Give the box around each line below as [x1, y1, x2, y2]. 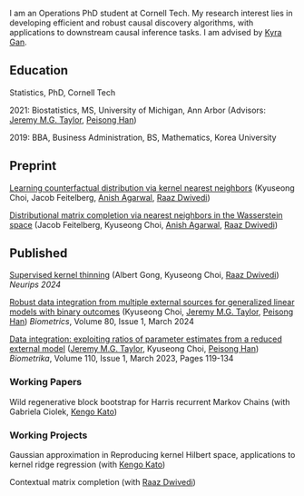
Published [9, 245, 68, 262]
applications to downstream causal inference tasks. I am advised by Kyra [9, 27, 282, 37]
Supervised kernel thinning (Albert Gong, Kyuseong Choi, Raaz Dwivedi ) [9, 270, 279, 281]
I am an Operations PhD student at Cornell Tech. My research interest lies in [9, 8, 293, 18]
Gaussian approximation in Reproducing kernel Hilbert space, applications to [9, 450, 296, 461]
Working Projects [9, 429, 88, 441]
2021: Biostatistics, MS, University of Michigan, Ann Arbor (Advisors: [9, 104, 266, 115]
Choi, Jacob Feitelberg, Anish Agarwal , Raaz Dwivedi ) [9, 192, 211, 203]
